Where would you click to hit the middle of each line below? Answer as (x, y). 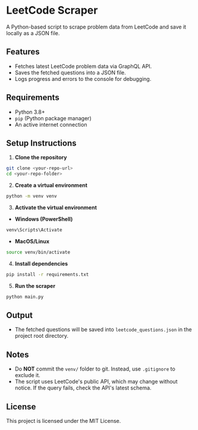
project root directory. (41, 336)
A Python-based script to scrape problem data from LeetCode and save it (96, 27)
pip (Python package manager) (53, 118)
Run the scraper (35, 285)
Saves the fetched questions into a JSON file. (70, 73)
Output (19, 315)
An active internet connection (51, 124)
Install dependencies (41, 263)
